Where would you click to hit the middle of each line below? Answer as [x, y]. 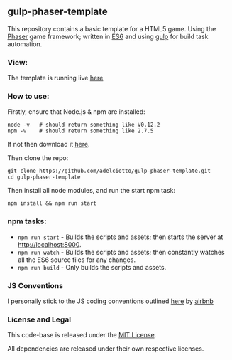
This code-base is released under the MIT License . [82, 335]
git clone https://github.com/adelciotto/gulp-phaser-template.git [109, 171]
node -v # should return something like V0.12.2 [84, 125]
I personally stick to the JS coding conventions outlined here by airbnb [111, 301]
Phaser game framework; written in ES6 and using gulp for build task [108, 36]
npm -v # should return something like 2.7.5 [81, 131]
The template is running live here [55, 78]
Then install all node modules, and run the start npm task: [92, 191]
